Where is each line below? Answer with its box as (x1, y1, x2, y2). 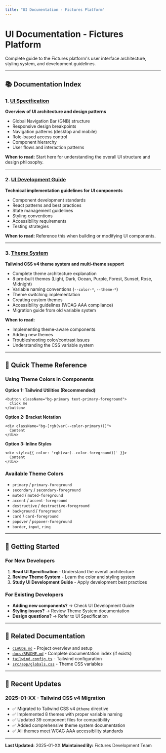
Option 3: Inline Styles (5, 440, 52, 447)
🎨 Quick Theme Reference (5, 361, 87, 369)
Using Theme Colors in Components (5, 376, 94, 383)
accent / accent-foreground (12, 497, 68, 503)
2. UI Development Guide (5, 176, 66, 183)
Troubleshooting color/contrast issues (12, 337, 90, 343)
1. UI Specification (5, 97, 49, 104)
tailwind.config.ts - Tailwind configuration (12, 655, 102, 662)
